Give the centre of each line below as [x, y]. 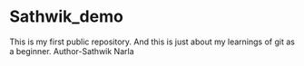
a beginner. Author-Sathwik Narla [72, 51]
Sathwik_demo [67, 17]
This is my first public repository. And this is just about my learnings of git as [152, 42]
